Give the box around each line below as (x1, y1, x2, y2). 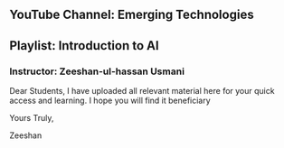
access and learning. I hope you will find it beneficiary (9, 95, 211, 106)
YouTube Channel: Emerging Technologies (9, 7, 255, 23)
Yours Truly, (9, 113, 54, 124)
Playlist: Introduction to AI (9, 38, 160, 53)
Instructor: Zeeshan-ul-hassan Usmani (9, 65, 185, 78)
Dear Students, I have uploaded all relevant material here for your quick (9, 86, 275, 97)
